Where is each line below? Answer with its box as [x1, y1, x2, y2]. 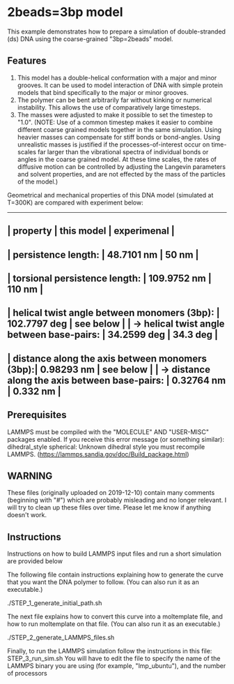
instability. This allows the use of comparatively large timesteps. [17, 103, 201, 112]
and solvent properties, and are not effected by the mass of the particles [17, 170, 226, 178]
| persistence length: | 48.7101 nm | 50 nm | [7, 248, 199, 260]
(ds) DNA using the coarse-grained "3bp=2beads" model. [7, 34, 173, 43]
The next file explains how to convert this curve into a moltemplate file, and [7, 612, 223, 621]
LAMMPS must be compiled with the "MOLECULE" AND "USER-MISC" [7, 427, 209, 436]
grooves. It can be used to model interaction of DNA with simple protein [17, 81, 224, 89]
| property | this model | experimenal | [7, 225, 175, 237]
